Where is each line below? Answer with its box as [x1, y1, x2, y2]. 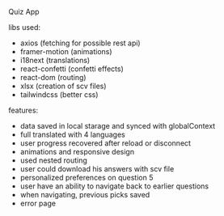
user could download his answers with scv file [19, 164, 175, 173]
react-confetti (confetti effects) [19, 64, 124, 74]
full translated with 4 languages [19, 129, 125, 139]
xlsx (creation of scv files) [19, 81, 107, 91]
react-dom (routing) [19, 73, 87, 82]
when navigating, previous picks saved [19, 190, 150, 199]
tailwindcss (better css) [19, 90, 99, 100]
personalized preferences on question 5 [19, 173, 154, 182]
